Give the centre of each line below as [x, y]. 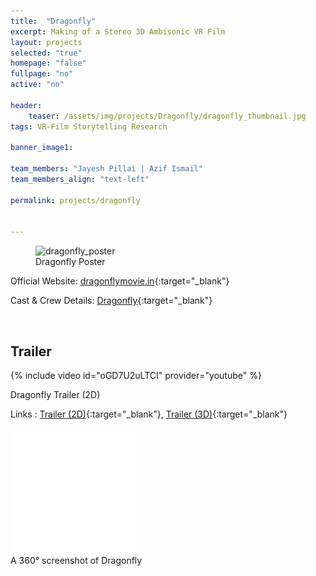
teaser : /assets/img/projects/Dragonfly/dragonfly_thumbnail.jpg [167, 116]
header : [26, 105]
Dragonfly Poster [70, 262]
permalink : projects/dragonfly [75, 200]
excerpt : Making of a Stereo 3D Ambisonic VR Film [118, 31]
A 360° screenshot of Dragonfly [76, 561]
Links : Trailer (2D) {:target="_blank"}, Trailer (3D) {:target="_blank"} [149, 414]
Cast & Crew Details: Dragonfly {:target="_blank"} [111, 301]
